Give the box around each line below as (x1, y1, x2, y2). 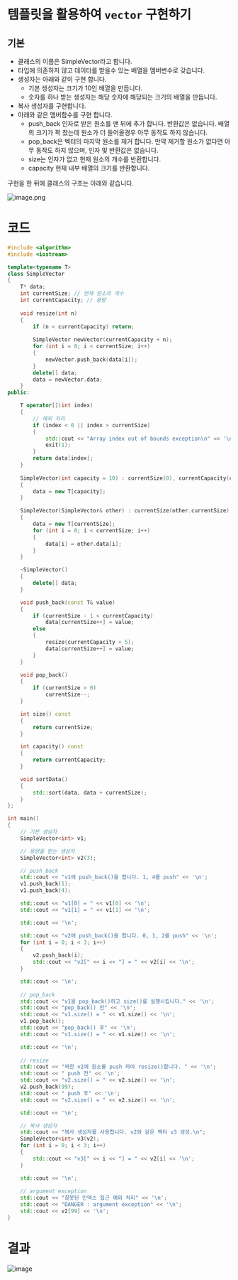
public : (7, 389, 30, 397)
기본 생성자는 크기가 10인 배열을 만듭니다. (28, 84, 143, 92)
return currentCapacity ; (33, 756, 106, 764)
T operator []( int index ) (20, 402, 93, 409)
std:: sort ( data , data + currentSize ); (33, 789, 147, 796)
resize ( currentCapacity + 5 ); (45, 639, 135, 646)
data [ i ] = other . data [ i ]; (45, 540, 122, 547)
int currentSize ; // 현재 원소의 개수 (20, 290, 124, 297)
